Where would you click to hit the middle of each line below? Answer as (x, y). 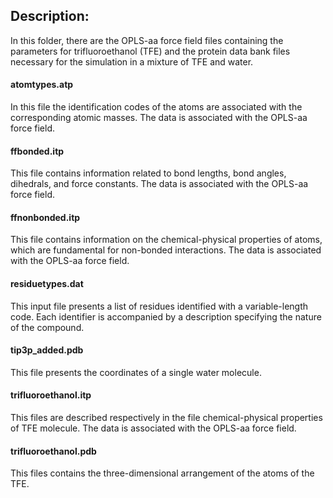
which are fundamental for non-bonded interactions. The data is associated (166, 250)
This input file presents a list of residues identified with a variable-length (159, 306)
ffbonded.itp (37, 151)
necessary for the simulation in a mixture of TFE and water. (132, 61)
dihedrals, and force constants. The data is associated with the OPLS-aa (159, 184)
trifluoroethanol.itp (51, 395)
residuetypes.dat (47, 284)
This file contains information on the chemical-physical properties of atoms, (166, 240)
